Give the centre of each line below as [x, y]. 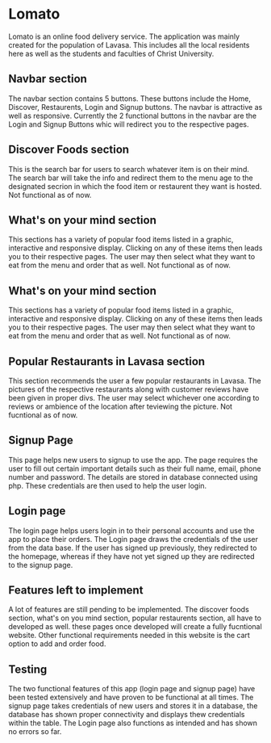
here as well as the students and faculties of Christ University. [111, 53]
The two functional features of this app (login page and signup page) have [132, 689]
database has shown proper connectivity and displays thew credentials [127, 715]
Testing [28, 669]
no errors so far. [35, 732]
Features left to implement [76, 590]
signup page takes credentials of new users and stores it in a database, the [133, 706]
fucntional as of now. [43, 415]
